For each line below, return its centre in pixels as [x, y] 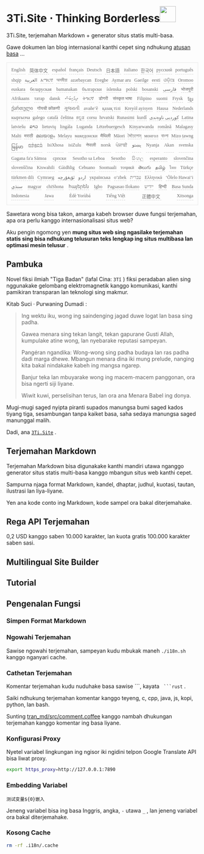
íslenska [114, 89]
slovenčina [183, 158]
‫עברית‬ [135, 177]
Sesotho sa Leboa [89, 158]
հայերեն [79, 186]
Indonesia [20, 195]
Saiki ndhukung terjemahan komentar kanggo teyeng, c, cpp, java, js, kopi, [100, 698]
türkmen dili [23, 177]
